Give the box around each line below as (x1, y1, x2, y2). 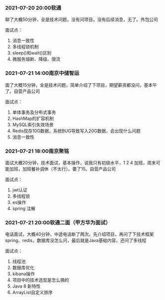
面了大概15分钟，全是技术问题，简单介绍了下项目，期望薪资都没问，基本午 (5, 82, 157, 88)
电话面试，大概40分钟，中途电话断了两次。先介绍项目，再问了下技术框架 (5, 231, 154, 237)
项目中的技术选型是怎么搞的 (12, 277, 69, 283)
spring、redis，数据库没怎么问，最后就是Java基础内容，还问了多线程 (5, 238, 147, 244)
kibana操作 (12, 271, 35, 277)
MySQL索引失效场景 (12, 121, 54, 127)
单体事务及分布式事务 (12, 109, 56, 115)
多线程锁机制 (12, 44, 39, 50)
